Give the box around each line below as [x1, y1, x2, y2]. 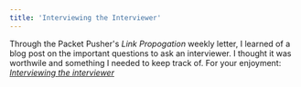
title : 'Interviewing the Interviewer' [9, 13, 162, 23]
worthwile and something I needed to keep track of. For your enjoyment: [9, 57, 282, 68]
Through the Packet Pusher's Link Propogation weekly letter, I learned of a [9, 38, 291, 49]
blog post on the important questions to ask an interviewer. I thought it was [9, 47, 292, 59]
